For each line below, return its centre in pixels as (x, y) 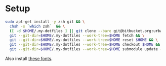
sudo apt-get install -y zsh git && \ (45, 22)
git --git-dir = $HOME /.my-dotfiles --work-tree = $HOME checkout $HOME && (85, 45)
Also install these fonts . (29, 59)
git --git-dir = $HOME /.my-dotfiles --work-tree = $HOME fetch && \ (77, 35)
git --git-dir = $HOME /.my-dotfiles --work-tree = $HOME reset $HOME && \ (84, 40)
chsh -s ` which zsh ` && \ (37, 26)
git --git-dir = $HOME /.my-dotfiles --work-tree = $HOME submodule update (84, 49)
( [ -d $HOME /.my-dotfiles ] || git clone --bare (61, 31)
